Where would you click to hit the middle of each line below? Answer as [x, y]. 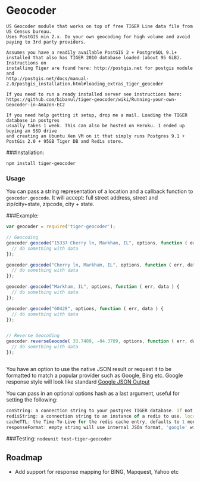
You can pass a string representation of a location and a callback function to [100, 191]
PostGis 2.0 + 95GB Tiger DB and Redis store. [65, 141]
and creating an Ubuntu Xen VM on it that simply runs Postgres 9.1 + [96, 136]
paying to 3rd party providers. [46, 42]
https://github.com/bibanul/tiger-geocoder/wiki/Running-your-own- [92, 99]
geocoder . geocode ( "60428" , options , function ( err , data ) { [85, 308]
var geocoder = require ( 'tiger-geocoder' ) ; [61, 227]
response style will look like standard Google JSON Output [78, 382]
